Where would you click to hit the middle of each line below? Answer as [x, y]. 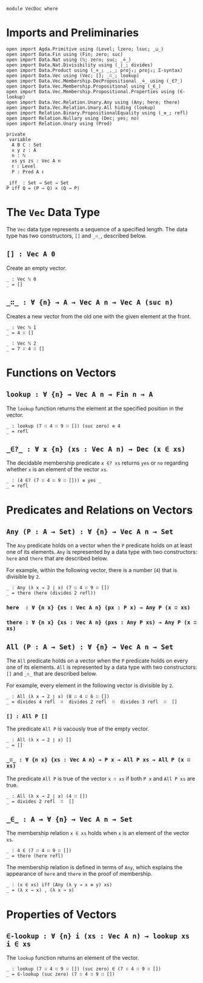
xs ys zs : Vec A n [36, 161]
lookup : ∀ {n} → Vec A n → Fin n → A [80, 394]
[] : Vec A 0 [31, 254]
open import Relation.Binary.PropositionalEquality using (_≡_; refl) [97, 113]
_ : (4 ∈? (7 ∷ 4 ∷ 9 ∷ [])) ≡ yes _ [54, 481]
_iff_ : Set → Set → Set [38, 183]
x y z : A [24, 150]
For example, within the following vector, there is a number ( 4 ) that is [92, 570]
